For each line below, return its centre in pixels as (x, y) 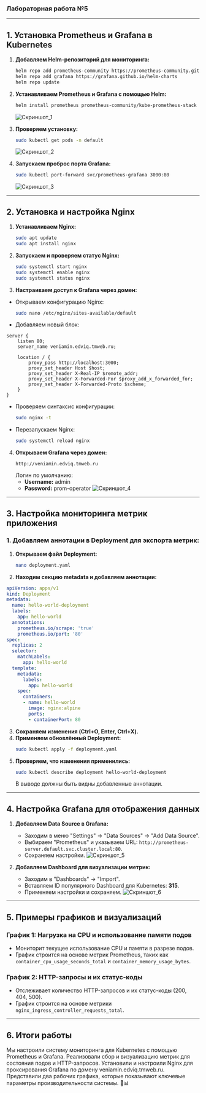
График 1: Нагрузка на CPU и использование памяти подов (99, 934)
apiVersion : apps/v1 (33, 588)
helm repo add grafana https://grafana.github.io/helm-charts (96, 76)
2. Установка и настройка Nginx (71, 212)
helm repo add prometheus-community (62, 71)
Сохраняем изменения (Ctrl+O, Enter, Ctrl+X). (77, 731)
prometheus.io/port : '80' (51, 634)
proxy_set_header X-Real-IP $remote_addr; (83, 374)
